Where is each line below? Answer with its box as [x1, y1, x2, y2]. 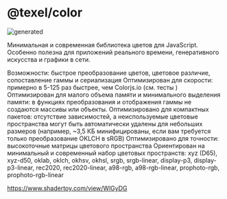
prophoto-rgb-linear [7, 170, 64, 179]
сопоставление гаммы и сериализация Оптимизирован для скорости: [7, 75, 213, 84]
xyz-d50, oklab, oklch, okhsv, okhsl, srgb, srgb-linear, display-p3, [7, 156, 193, 164]
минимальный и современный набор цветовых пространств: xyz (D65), [7, 149, 218, 157]
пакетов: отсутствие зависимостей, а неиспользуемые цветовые [7, 112, 199, 121]
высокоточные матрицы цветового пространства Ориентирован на [7, 141, 206, 150]
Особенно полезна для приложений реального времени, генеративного [7, 48, 219, 56]
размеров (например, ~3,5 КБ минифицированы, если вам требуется [7, 127, 211, 135]
